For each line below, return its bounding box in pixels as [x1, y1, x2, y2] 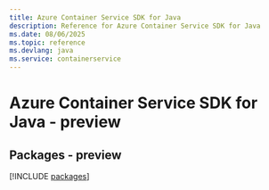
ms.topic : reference [9, 37, 86, 47]
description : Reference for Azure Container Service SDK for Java [9, 21, 261, 30]
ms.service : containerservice [9, 54, 122, 63]
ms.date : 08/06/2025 [9, 29, 86, 38]
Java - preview [9, 112, 122, 132]
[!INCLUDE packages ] [9, 171, 90, 181]
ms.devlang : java [9, 46, 74, 55]
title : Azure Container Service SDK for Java [9, 12, 181, 22]
